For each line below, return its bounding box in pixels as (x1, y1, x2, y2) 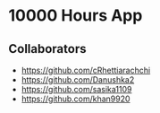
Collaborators (8, 41, 87, 56)
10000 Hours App (8, 5, 143, 26)
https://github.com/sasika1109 (21, 84, 132, 94)
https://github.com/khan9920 (21, 93, 131, 104)
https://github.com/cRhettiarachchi (21, 65, 151, 75)
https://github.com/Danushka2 (21, 74, 135, 85)
